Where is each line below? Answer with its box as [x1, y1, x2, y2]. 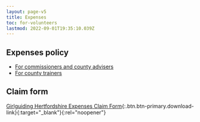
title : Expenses [6, 14, 47, 20]
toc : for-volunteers [6, 20, 58, 26]
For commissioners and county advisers [14, 63, 114, 70]
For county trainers [14, 70, 62, 77]
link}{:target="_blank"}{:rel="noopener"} [6, 108, 106, 116]
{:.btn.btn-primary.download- [121, 102, 194, 110]
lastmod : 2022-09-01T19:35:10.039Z [6, 25, 95, 32]
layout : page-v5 [6, 8, 47, 15]
